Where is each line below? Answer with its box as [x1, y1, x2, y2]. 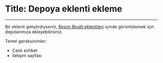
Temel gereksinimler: [5, 38, 47, 44]
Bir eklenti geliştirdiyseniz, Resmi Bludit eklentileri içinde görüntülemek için [5, 24, 154, 29]
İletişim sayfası [12, 52, 42, 58]
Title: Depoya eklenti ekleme [5, 3, 123, 14]
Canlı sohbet [12, 47, 38, 53]
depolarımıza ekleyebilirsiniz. [5, 29, 63, 35]
